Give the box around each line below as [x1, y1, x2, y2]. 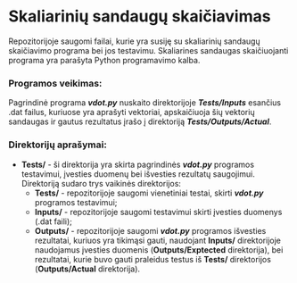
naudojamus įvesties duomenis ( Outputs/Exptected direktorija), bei [34, 244, 284, 255]
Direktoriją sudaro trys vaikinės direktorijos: [21, 178, 182, 188]
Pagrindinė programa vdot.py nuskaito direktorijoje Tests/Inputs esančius [8, 97, 282, 108]
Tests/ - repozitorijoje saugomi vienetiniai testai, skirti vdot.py [34, 187, 264, 198]
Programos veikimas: [8, 77, 103, 89]
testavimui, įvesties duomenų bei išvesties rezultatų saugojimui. [21, 168, 256, 179]
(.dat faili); [34, 216, 73, 227]
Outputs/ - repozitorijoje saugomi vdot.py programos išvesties [34, 225, 267, 236]
